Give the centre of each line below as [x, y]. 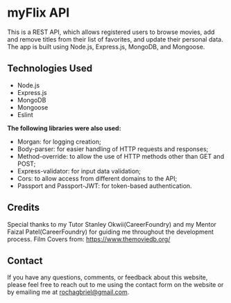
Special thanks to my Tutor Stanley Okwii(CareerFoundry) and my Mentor [112, 224]
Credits [24, 208]
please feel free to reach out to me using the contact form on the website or [115, 285]
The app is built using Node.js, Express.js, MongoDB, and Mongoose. [106, 46]
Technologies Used [50, 68]
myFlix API [38, 13]
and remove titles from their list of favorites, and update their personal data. [115, 39]
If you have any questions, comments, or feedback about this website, [108, 277]
